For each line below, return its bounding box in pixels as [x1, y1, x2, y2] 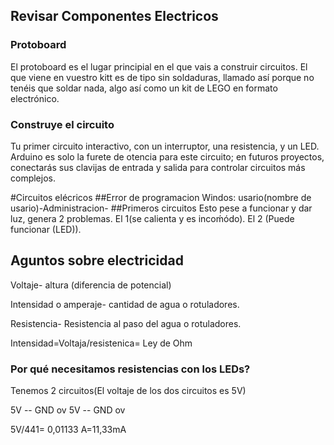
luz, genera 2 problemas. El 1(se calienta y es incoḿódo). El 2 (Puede [10, 212, 295, 224]
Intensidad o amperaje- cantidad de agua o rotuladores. [10, 298, 240, 310]
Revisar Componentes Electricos [10, 8, 219, 25]
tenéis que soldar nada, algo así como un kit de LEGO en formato [10, 82, 278, 94]
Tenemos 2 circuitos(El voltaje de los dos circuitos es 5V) [10, 385, 247, 397]
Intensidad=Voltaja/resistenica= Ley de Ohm [10, 337, 193, 349]
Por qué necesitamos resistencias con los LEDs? [10, 362, 251, 376]
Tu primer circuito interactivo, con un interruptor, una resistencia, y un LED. [10, 140, 320, 152]
